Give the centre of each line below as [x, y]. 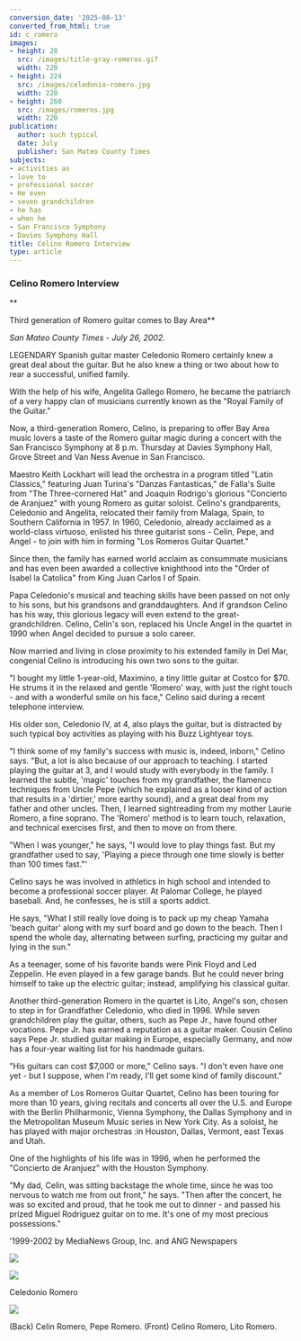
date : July [38, 143]
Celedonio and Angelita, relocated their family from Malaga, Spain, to [137, 513]
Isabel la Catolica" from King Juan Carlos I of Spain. [105, 578]
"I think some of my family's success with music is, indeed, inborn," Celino [147, 751]
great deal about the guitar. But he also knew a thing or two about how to [144, 364]
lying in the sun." [40, 947]
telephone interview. [47, 706]
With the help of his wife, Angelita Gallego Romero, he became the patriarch [150, 391]
